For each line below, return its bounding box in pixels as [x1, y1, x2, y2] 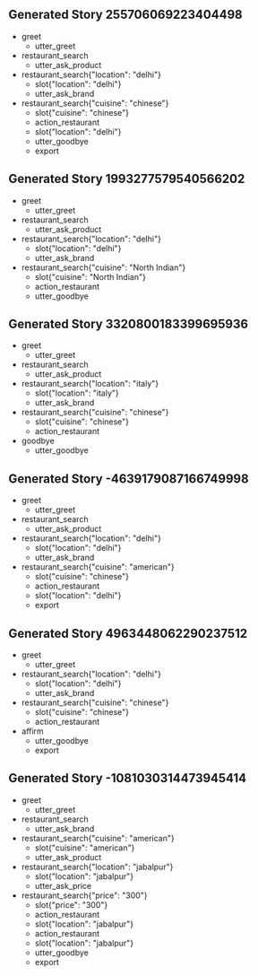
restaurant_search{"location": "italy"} [21, 379, 159, 389]
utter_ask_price [34, 880, 92, 891]
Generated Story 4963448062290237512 [8, 625, 248, 640]
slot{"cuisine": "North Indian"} [34, 271, 147, 282]
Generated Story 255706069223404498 [8, 7, 243, 22]
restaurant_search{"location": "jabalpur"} [21, 861, 174, 872]
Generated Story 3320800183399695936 [8, 317, 248, 332]
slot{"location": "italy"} [34, 388, 119, 398]
